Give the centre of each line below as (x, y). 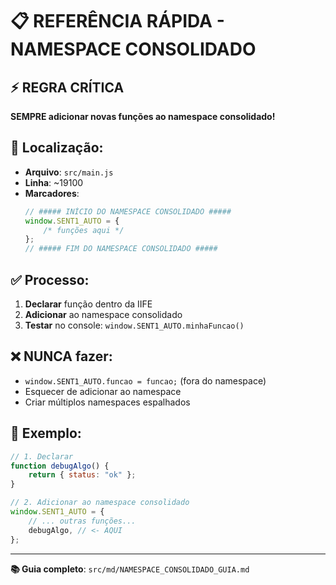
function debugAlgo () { (60, 466)
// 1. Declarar (42, 456)
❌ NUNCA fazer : (61, 356)
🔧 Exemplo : (46, 433)
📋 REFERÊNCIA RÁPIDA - (117, 21)
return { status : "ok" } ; (82, 475)
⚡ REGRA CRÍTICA (67, 87)
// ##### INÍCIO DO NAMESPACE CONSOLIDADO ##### (128, 211)
